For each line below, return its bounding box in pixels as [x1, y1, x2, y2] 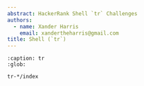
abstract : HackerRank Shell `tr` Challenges [7, 10, 138, 17]
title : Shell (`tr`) [7, 36, 67, 43]
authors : [7, 17, 33, 24]
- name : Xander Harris [13, 23, 79, 30]
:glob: [7, 61, 26, 68]
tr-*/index [7, 74, 39, 80]
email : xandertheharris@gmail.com [19, 29, 119, 37]
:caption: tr [7, 55, 45, 62]
